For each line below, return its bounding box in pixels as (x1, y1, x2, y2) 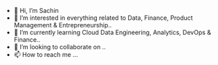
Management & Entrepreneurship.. (13, 21, 112, 29)
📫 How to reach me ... (13, 51, 78, 58)
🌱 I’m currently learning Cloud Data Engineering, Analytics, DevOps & (13, 28, 212, 36)
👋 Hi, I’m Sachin (13, 7, 59, 14)
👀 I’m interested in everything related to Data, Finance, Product (13, 14, 193, 22)
